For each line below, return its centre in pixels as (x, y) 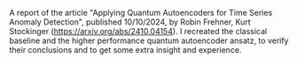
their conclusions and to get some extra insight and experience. (125, 50)
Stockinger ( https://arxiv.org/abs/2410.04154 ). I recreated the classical (138, 31)
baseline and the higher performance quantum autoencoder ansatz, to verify (149, 40)
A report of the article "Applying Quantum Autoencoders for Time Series (141, 13)
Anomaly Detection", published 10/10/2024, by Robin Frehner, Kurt (130, 22)
